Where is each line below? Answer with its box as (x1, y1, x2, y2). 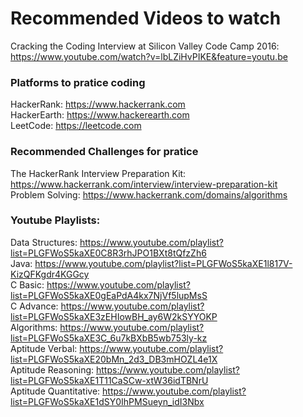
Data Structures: (10, 236, 78, 248)
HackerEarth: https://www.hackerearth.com (10, 109, 190, 121)
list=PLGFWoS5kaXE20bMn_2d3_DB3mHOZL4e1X (10, 353, 218, 365)
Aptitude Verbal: (10, 342, 78, 354)
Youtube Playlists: (10, 213, 101, 227)
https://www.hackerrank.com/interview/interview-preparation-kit (10, 178, 278, 190)
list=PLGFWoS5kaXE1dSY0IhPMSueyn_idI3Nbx (10, 395, 205, 407)
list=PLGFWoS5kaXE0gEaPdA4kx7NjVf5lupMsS (10, 289, 208, 301)
